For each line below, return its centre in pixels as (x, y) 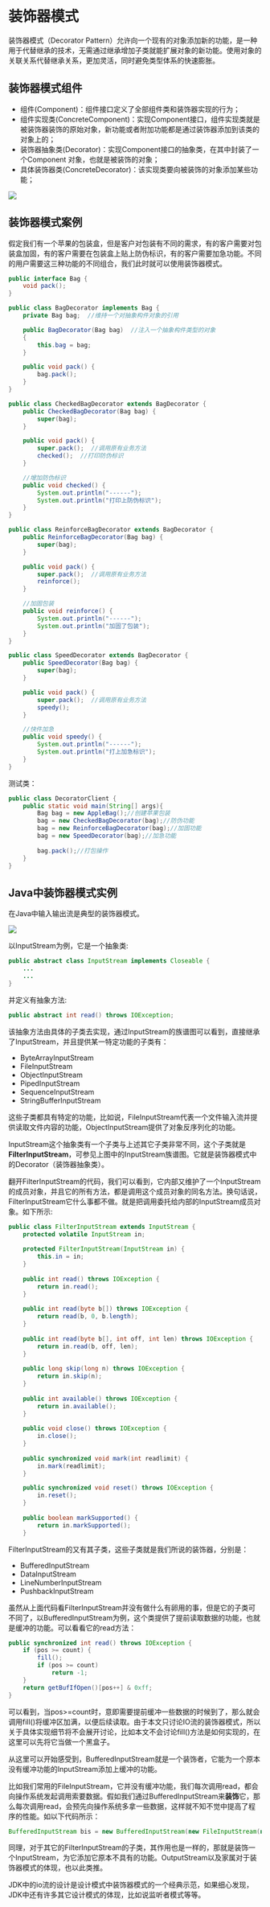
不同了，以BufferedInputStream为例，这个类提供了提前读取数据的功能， (127, 1617)
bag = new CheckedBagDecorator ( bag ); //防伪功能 (116, 821)
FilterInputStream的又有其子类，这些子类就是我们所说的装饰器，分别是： (129, 1549)
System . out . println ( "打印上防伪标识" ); (100, 500)
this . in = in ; (61, 1257)
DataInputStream (48, 1574)
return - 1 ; (70, 1673)
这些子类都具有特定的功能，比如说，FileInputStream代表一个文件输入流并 (129, 1117)
